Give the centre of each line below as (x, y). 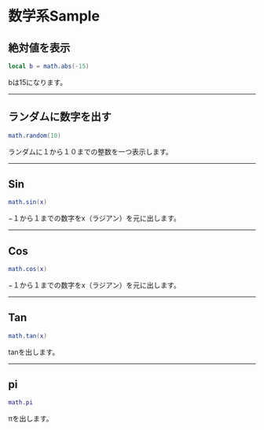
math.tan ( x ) (27, 335)
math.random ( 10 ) (35, 135)
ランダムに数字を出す (60, 117)
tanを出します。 (34, 352)
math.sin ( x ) (27, 202)
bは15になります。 (38, 82)
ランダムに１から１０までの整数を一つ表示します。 (90, 151)
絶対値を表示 (39, 48)
